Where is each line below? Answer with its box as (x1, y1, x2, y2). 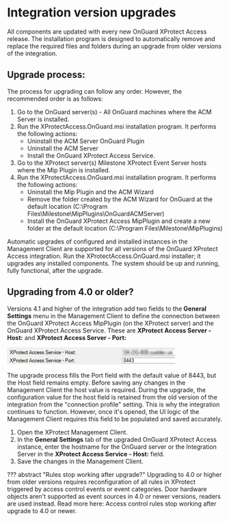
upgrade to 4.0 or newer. (7, 506, 77, 514)
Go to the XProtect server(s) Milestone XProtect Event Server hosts (16, 159, 207, 167)
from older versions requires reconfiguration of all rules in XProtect (7, 478, 196, 486)
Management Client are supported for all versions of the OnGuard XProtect (7, 244, 218, 252)
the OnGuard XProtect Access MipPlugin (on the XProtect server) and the (7, 319, 214, 327)
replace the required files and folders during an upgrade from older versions (7, 42, 222, 50)
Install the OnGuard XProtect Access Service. (27, 151, 155, 159)
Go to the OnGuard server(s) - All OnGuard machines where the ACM (16, 107, 212, 116)
